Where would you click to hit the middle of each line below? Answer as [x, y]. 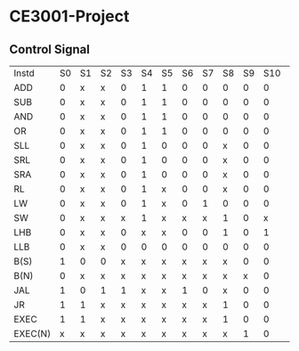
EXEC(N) [32, 334]
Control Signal [50, 49]
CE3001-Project [69, 16]
